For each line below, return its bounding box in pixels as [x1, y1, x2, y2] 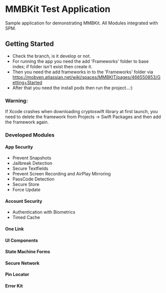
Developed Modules [5, 131, 55, 138]
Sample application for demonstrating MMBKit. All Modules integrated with [5, 20, 158, 26]
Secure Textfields [12, 165, 49, 171]
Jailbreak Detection [12, 160, 53, 166]
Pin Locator [5, 272, 30, 278]
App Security [5, 144, 33, 150]
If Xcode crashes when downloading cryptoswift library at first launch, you [5, 109, 158, 115]
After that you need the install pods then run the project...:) [12, 85, 133, 91]
